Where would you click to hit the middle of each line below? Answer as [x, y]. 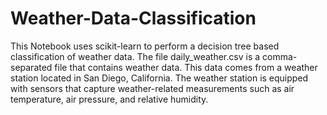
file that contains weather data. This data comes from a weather [186, 67]
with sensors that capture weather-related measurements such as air [152, 88]
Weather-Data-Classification [133, 18]
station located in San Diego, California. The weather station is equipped [159, 78]
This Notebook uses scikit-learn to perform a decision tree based [145, 46]
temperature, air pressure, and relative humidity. [109, 99]
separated [31, 67]
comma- [280, 56]
